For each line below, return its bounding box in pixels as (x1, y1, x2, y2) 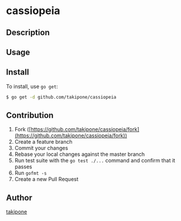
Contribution (6, 110, 54, 121)
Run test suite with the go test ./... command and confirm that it (14, 157, 176, 164)
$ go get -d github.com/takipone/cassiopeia (6, 94, 117, 100)
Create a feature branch (14, 138, 73, 145)
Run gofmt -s (14, 169, 47, 176)
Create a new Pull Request (14, 176, 79, 183)
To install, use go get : (6, 83, 59, 90)
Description (6, 28, 50, 38)
